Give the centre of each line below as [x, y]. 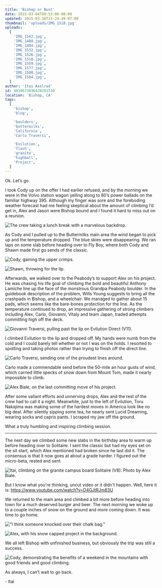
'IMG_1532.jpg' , [30, 50]
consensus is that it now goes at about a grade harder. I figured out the [75, 456]
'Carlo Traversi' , [32, 135]
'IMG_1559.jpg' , [30, 64]
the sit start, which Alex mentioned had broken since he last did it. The [75, 450]
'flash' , [22, 149]
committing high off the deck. [34, 319]
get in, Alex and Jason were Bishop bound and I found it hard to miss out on [80, 210]
